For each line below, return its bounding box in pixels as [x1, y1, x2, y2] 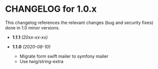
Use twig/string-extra [19, 58, 64, 64]
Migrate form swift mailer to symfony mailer [19, 53, 109, 59]
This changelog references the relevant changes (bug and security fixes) [5, 20, 154, 25]
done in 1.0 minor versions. [5, 24, 60, 30]
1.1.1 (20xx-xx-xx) [12, 34, 48, 40]
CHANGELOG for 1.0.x [5, 3, 97, 15]
